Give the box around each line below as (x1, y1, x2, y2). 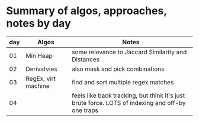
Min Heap (25, 51, 53, 60)
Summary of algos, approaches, (6, 4, 167, 18)
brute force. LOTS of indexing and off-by (72, 98, 186, 107)
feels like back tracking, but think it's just (72, 91, 185, 100)
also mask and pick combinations (72, 65, 165, 73)
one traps (72, 106, 99, 114)
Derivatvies (25, 65, 57, 73)
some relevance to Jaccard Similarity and (72, 48, 187, 56)
